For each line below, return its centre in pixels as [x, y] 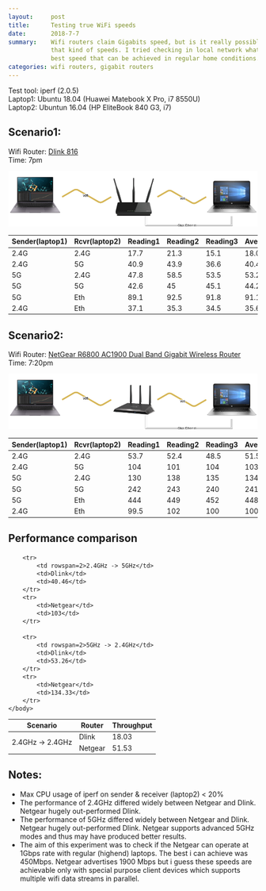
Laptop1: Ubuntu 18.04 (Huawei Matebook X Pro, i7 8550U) [104, 98]
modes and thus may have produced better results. [103, 836]
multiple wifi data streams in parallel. [80, 878]
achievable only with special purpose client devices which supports [130, 870]
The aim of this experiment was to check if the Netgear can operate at [134, 844]
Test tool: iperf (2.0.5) [44, 90]
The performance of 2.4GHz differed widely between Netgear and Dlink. [138, 802]
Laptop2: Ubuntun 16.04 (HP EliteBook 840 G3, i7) [90, 107]
